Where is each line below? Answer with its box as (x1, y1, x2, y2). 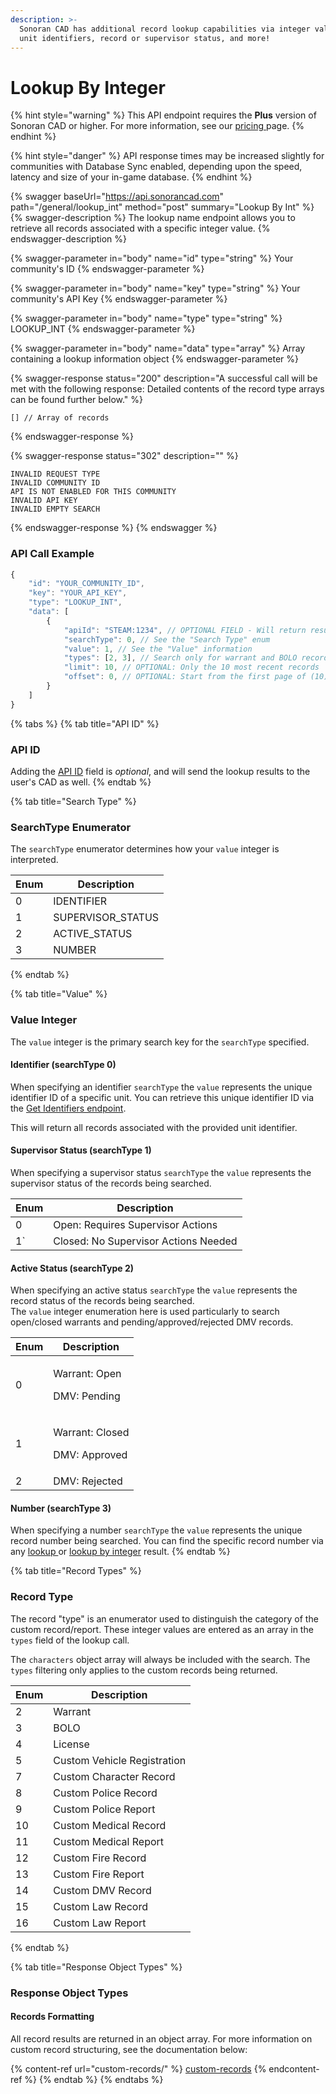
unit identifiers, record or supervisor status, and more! (19, 33, 271, 43)
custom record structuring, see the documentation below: (10, 2043, 248, 2055)
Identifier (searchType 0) (10, 1059, 117, 1071)
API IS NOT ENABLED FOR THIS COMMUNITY (10, 487, 177, 497)
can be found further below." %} (10, 394, 144, 406)
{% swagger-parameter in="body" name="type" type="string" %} (10, 312, 283, 325)
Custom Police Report (53, 1802, 156, 1816)
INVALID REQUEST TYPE (10, 469, 101, 480)
